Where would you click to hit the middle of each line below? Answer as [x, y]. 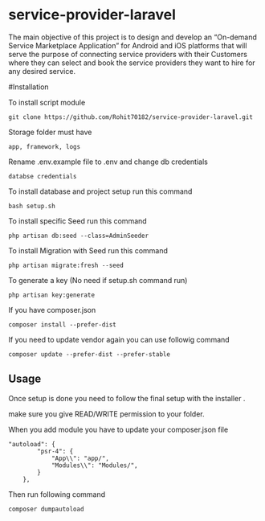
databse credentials [43, 176]
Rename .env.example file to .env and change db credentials [108, 162]
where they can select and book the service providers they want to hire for [132, 63]
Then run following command [57, 494]
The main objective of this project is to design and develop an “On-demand [132, 37]
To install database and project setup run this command [100, 191]
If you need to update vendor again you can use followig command [119, 339]
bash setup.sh [32, 206]
